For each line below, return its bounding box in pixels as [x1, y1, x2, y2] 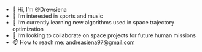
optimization [12, 25, 44, 32]
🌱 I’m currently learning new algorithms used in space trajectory [12, 19, 175, 26]
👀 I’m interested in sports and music [12, 12, 103, 20]
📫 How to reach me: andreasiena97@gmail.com [12, 39, 135, 46]
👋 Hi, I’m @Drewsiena [12, 6, 68, 13]
